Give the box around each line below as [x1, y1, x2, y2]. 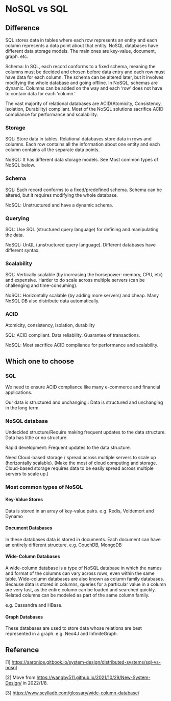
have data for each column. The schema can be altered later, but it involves [5, 74, 164, 80]
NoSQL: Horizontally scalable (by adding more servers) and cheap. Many [5, 293, 159, 299]
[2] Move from [5, 674, 36, 681]
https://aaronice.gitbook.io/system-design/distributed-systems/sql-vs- [11, 659, 161, 665]
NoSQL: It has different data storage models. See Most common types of [5, 157, 159, 163]
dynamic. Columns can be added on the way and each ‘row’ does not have [5, 85, 162, 91]
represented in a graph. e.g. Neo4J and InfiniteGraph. [5, 631, 118, 637]
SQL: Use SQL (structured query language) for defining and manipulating [5, 226, 159, 232]
